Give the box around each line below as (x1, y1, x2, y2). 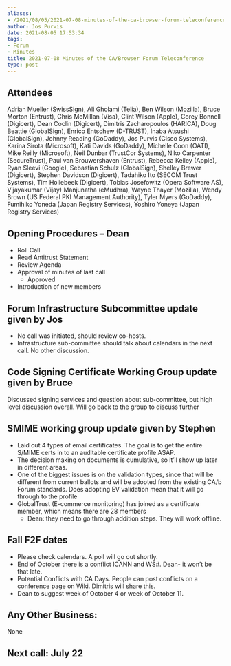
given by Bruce (7, 377, 74, 389)
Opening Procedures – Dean (7, 228, 129, 239)
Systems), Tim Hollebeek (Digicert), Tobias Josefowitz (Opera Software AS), (7, 179, 223, 187)
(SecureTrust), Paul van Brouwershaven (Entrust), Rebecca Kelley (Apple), (7, 157, 217, 165)
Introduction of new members (16, 283, 102, 291)
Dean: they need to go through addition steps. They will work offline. (27, 514, 222, 523)
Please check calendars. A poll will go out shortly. (16, 552, 158, 561)
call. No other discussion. (16, 346, 89, 355)
